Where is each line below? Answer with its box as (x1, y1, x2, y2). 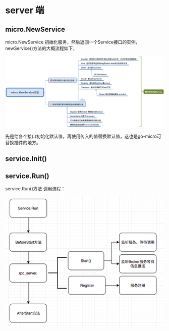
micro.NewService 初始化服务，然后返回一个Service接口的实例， (5, 39, 140, 45)
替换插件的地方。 (5, 139, 41, 145)
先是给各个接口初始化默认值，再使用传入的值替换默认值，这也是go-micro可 (5, 133, 161, 139)
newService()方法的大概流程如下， (5, 45, 77, 51)
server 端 (5, 5, 44, 16)
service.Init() (5, 154, 47, 163)
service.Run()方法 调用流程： (5, 186, 66, 192)
